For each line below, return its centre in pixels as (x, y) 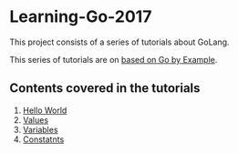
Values (35, 119)
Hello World (45, 110)
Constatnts (43, 139)
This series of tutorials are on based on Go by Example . (114, 59)
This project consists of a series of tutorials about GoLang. (119, 42)
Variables (40, 129)
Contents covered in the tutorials (105, 88)
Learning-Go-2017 (81, 17)
